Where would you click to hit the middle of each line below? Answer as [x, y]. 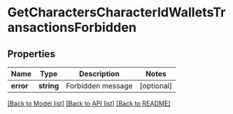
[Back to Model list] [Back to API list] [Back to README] [89, 103]
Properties [31, 54]
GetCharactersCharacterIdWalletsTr [116, 12]
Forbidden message [99, 86]
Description [99, 74]
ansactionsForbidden [72, 27]
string [48, 86]
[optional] [156, 86]
